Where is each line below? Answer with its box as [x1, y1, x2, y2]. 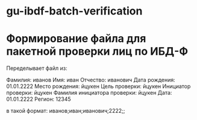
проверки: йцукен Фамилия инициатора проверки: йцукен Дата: [6, 89, 172, 96]
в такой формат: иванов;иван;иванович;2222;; [6, 107, 125, 115]
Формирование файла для [6, 32, 146, 46]
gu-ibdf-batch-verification [6, 4, 143, 18]
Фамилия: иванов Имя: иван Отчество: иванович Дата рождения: [6, 77, 176, 84]
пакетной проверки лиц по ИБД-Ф [6, 45, 189, 58]
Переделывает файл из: [6, 65, 67, 72]
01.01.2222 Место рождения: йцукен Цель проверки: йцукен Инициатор [6, 83, 191, 90]
